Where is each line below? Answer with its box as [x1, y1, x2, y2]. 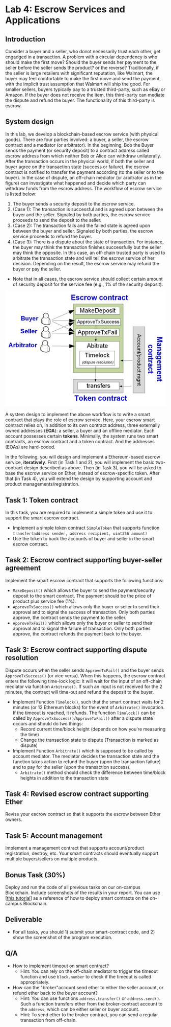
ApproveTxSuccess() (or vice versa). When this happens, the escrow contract [5, 672, 166, 678]
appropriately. [20, 979, 50, 985]
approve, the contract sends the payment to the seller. [12, 614, 127, 621]
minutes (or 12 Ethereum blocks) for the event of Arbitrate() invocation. [12, 704, 165, 710]
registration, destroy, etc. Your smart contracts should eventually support [5, 850, 159, 857]
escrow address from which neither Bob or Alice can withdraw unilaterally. [5, 152, 161, 159]
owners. [5, 816, 22, 823]
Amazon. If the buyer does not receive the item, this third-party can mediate [5, 92, 165, 98]
